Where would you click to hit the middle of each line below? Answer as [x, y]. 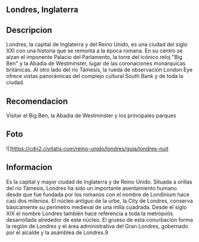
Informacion [29, 167]
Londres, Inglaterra [42, 10]
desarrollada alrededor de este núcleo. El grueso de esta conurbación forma [99, 219]
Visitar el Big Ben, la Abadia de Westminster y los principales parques [91, 116]
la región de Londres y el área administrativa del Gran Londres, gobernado [97, 226]
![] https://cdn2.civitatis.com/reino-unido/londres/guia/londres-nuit [87, 148]
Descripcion [29, 30]
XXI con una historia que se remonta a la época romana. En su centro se [94, 51]
